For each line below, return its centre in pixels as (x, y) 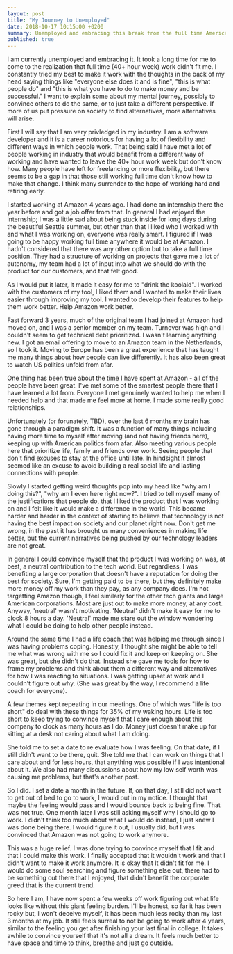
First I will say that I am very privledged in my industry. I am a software (108, 132)
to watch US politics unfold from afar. (60, 365)
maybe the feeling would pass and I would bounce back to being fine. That (114, 805)
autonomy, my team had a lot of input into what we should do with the (107, 264)
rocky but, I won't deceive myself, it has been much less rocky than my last (114, 914)
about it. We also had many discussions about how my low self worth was (113, 770)
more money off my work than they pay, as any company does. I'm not (108, 589)
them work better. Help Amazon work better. (70, 307)
